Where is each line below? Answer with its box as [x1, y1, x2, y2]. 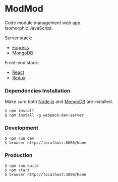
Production [5, 152, 33, 159]
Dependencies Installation [5, 87, 71, 94]
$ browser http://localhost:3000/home [5, 172, 86, 177]
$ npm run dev [5, 136, 35, 141]
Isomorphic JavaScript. [5, 25, 53, 31]
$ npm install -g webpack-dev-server [5, 113, 84, 118]
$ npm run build [5, 163, 39, 168]
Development [5, 124, 39, 131]
